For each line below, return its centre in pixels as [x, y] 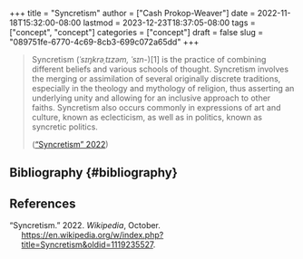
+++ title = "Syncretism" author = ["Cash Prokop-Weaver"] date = [132, 13]
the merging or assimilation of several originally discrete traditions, [156, 79]
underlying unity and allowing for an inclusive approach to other [151, 98]
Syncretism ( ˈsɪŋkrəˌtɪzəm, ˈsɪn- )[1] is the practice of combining [149, 59]
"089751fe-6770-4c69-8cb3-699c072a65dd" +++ [104, 42]
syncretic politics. [64, 127]
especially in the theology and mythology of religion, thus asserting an [163, 88]
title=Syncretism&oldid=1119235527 [88, 245]
